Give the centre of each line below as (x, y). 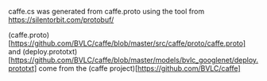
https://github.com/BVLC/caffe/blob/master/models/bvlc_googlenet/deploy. (135, 60)
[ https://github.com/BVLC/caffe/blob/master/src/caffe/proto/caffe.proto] (127, 43)
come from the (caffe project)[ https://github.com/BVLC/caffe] (139, 68)
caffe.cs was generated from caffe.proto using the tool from (106, 11)
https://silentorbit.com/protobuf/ (61, 20)
